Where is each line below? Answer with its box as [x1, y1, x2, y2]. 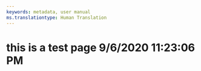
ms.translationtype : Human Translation [6, 15, 107, 21]
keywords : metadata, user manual [6, 8, 91, 15]
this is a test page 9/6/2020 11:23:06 [6, 41, 196, 55]
